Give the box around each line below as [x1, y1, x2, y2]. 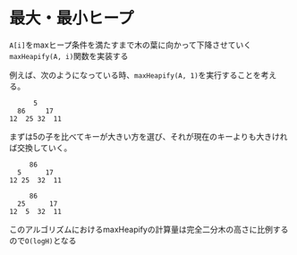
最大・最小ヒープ [9, 8, 134, 29]
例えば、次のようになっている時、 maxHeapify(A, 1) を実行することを [9, 69, 261, 81]
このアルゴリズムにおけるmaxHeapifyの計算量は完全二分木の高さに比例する [9, 224, 289, 234]
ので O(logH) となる [9, 234, 77, 246]
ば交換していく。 [9, 142, 72, 153]
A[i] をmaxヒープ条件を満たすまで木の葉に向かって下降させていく [9, 39, 252, 50]
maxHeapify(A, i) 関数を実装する [9, 50, 129, 61]
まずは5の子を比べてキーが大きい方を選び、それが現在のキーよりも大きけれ [9, 131, 288, 141]
